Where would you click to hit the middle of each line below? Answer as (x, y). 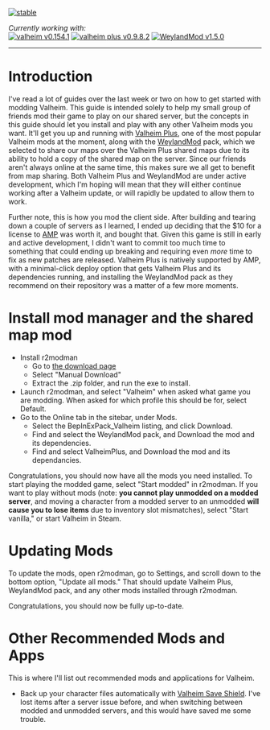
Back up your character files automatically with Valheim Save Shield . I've (140, 693)
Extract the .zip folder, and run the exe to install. (111, 383)
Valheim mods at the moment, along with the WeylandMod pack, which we (132, 142)
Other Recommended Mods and (117, 638)
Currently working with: (47, 28)
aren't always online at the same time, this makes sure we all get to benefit (132, 167)
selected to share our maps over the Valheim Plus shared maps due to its (129, 150)
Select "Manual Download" (77, 374)
